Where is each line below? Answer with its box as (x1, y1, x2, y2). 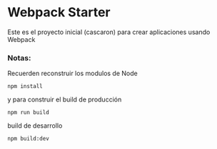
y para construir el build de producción (7, 95, 122, 104)
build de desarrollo (7, 121, 63, 130)
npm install (7, 83, 43, 90)
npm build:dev (7, 136, 50, 143)
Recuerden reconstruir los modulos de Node (7, 69, 138, 78)
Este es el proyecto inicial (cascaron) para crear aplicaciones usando (7, 28, 211, 36)
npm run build (7, 109, 50, 116)
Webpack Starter (7, 4, 111, 21)
